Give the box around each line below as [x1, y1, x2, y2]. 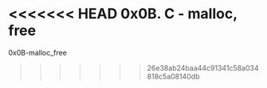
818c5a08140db [147, 71, 200, 81]
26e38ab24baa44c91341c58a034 [147, 63, 259, 72]
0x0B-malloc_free [8, 48, 68, 57]
